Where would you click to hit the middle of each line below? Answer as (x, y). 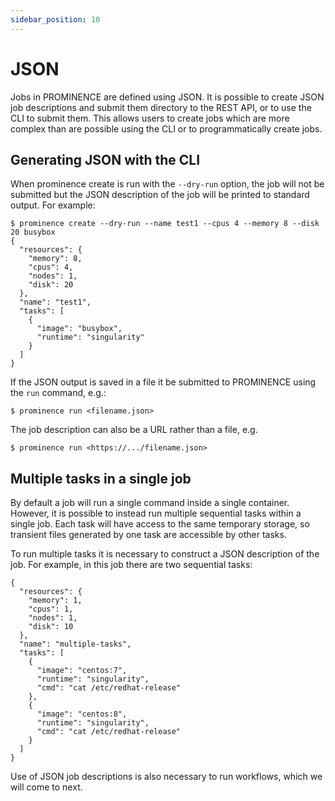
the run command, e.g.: (58, 393)
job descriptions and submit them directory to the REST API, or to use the (161, 107)
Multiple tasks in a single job (101, 478)
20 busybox (33, 232)
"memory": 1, (55, 601)
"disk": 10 (51, 627)
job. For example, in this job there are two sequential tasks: (131, 565)
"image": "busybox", (79, 329)
